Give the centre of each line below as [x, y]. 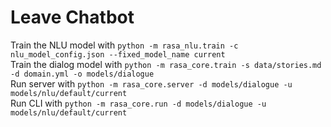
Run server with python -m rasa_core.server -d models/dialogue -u [151, 83]
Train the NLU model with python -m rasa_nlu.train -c [124, 45]
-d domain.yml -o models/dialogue [82, 74]
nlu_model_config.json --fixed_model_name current [118, 54]
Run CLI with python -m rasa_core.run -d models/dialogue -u [138, 103]
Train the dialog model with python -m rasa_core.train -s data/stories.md [166, 64]
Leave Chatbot [72, 17]
